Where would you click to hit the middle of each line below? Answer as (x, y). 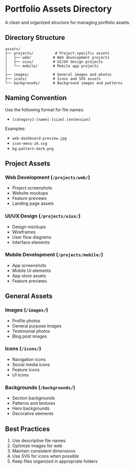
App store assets (29, 275)
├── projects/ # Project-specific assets (57, 53)
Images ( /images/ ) (27, 310)
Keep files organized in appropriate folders (55, 461)
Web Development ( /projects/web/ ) (48, 177)
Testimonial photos (31, 331)
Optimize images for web (37, 446)
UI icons (20, 375)
